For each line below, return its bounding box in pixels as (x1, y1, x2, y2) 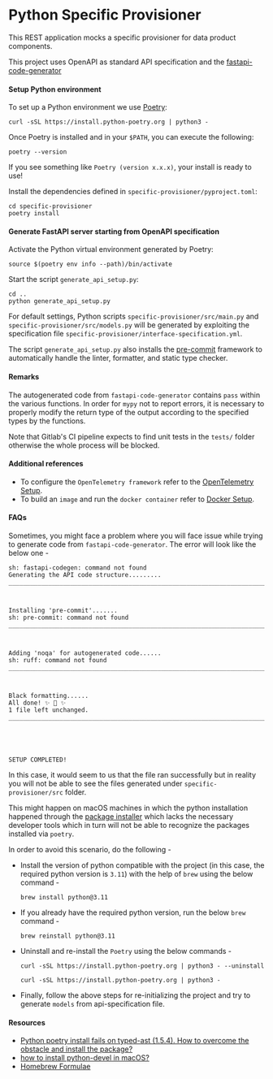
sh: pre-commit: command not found (8, 613, 129, 622)
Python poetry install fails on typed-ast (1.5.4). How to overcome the (19, 1036, 249, 1046)
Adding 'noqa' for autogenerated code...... (8, 648, 162, 657)
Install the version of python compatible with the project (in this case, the (19, 860, 265, 870)
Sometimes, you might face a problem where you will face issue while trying (8, 531, 263, 540)
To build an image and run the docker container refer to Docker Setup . (19, 494, 254, 504)
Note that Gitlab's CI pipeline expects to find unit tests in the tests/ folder (8, 431, 255, 441)
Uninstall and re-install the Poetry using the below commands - (19, 946, 232, 955)
